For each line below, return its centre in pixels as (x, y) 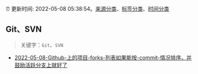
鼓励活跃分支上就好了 (41, 65)
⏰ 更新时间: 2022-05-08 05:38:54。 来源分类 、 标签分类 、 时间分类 (88, 9)
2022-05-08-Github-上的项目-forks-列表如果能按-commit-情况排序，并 (103, 57)
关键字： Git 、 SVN (42, 45)
